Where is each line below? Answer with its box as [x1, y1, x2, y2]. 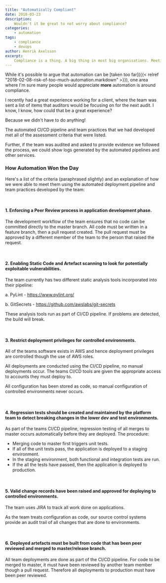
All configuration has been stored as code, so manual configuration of [5, 383, 147, 389]
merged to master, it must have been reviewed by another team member [5, 562, 152, 568]
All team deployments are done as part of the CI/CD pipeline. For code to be [5, 556, 160, 562]
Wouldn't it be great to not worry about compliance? [14, 21, 127, 26]
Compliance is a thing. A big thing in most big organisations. [14, 58, 149, 63]
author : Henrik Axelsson [5, 49, 56, 54]
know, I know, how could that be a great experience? [5, 108, 112, 114]
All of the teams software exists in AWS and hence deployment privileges [5, 348, 154, 354]
